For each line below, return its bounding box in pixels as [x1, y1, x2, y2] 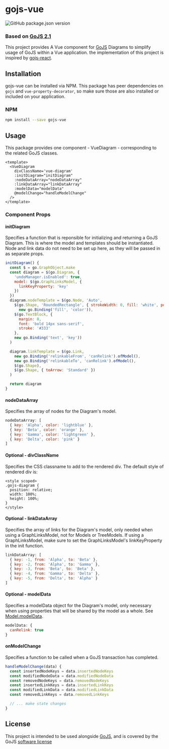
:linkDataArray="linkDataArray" [14, 182, 82, 187]
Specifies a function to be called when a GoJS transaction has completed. [5, 654, 159, 660]
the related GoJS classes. [5, 150, 58, 156]
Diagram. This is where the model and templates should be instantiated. [5, 240, 154, 246]
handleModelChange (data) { [5, 664, 62, 669]
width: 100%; [10, 491, 37, 496]
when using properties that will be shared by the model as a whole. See [5, 608, 153, 614]
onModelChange [5, 643, 41, 649]
